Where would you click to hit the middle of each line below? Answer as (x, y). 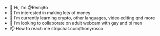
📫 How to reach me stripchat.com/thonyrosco (56, 28)
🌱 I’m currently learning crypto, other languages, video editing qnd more (82, 18)
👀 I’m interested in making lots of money (50, 13)
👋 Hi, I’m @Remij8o (29, 8)
